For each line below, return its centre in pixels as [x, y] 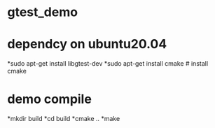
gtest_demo [43, 12]
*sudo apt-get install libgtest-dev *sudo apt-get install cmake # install [108, 64]
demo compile [50, 99]
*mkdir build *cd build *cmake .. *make [64, 119]
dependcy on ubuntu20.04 [87, 44]
